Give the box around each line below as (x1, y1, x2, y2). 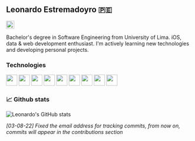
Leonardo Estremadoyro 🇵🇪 (6, 5, 113, 15)
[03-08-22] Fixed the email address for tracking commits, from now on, (6, 122, 181, 129)
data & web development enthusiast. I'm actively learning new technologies (6, 40, 190, 47)
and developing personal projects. (6, 46, 90, 53)
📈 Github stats (6, 96, 50, 104)
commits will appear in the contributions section (6, 129, 123, 136)
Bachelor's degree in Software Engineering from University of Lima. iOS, (6, 34, 181, 41)
